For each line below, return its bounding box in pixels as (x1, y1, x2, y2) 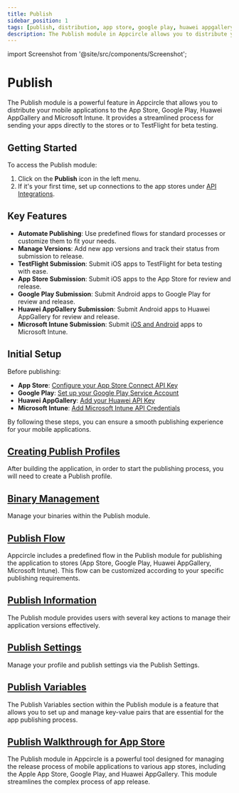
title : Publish (7, 10, 53, 18)
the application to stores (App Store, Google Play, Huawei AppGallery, (7, 559, 212, 567)
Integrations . (17, 190, 55, 198)
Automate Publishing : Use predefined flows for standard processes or (17, 229, 226, 237)
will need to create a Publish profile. (7, 472, 112, 481)
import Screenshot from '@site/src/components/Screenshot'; (7, 50, 187, 58)
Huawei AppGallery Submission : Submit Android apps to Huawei (17, 304, 210, 313)
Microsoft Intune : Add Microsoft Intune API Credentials (17, 403, 181, 412)
